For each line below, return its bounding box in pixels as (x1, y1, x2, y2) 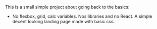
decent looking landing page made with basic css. (12, 19, 115, 24)
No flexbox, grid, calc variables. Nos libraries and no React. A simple (12, 14, 153, 19)
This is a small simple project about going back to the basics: (5, 4, 130, 10)
